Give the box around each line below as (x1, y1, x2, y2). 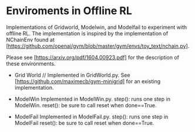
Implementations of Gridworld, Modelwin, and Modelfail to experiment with (6, 24, 187, 31)
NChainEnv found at (6, 36, 55, 43)
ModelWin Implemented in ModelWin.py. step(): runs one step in (14, 95, 170, 103)
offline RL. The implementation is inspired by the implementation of (6, 29, 169, 37)
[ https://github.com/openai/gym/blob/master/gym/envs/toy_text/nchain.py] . (6, 42, 190, 49)
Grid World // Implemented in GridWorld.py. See (14, 71, 130, 78)
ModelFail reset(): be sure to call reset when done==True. (14, 119, 154, 126)
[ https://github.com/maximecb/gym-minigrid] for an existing (14, 78, 161, 85)
